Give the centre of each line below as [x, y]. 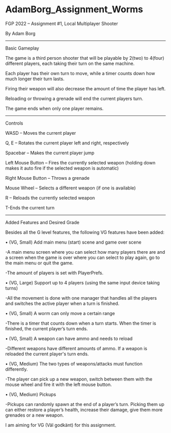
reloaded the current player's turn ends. [47, 354]
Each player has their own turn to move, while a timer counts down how [80, 73]
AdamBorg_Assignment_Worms [74, 9]
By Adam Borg [20, 33]
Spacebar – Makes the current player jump [50, 153]
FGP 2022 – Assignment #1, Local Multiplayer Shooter [62, 23]
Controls [14, 123]
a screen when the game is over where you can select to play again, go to [83, 257]
